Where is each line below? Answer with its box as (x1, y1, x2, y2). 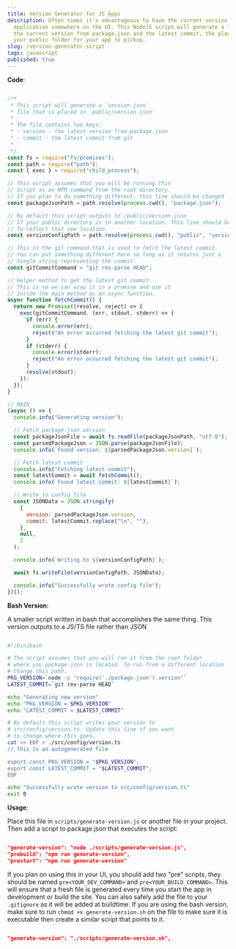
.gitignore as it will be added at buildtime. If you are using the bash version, (7, 900, 229, 908)
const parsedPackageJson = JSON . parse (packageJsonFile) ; (13, 439, 184, 447)
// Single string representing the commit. (7, 258, 137, 265)
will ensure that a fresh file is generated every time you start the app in (7, 885, 212, 893)
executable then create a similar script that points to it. (7, 915, 165, 923)
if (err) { (25, 316, 58, 323)
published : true (7, 56, 55, 63)
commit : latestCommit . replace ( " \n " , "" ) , (25, 517, 150, 524)
